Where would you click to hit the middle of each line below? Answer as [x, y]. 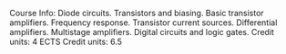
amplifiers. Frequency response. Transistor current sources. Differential [143, 22]
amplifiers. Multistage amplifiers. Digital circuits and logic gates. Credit [142, 32]
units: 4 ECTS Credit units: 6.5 [66, 41]
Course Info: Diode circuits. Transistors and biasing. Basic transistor [137, 13]
